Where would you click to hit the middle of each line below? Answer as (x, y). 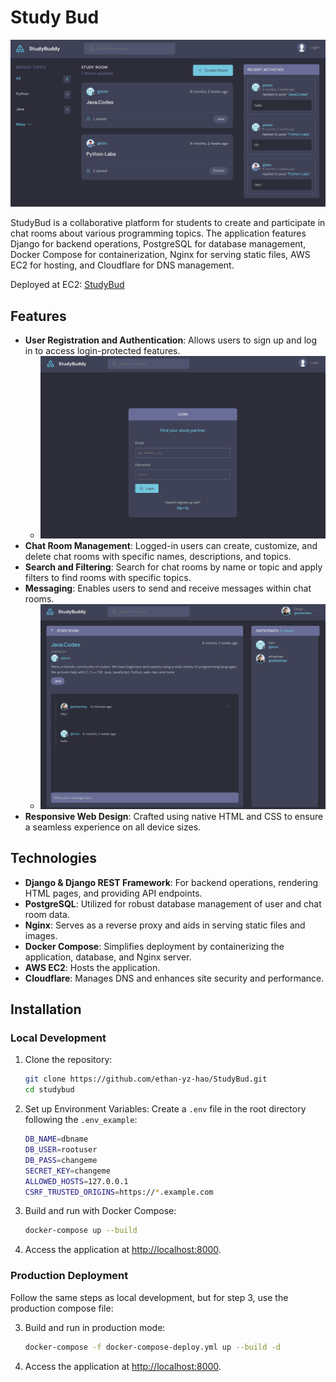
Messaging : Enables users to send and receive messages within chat (168, 588)
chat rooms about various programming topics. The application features (158, 233)
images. (41, 935)
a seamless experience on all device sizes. (113, 827)
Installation (46, 1009)
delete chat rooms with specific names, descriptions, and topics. (158, 556)
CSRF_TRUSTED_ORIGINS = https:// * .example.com (119, 1192)
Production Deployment (69, 1276)
